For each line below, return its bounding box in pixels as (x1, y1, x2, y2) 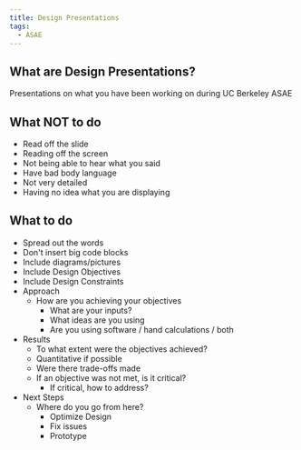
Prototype (49, 430, 88, 441)
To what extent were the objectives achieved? (35, 343, 209, 355)
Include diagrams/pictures (22, 256, 121, 267)
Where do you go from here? (35, 401, 144, 412)
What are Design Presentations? (9, 64, 197, 79)
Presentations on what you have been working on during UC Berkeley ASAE (9, 88, 293, 99)
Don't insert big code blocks (22, 246, 129, 257)
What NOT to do (9, 115, 102, 130)
